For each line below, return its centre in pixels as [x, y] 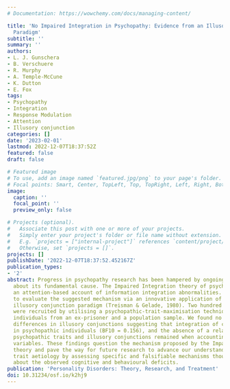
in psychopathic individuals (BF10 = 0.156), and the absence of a [112, 331]
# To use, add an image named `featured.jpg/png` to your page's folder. [115, 178]
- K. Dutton [24, 83]
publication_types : [35, 267]
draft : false [26, 160]
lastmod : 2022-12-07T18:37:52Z [52, 147]
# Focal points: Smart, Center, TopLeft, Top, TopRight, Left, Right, [110, 185]
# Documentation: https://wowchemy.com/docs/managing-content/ [99, 13]
